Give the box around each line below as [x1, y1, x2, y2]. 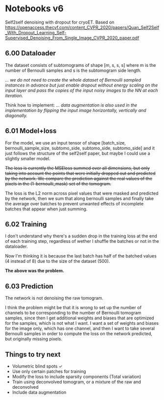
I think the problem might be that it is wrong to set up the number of [5, 305, 142, 311]
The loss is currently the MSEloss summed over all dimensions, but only [5, 165, 150, 171]
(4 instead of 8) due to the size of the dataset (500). [5, 258, 110, 264]
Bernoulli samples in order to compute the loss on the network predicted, [5, 331, 153, 337]
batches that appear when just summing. [5, 206, 88, 212]
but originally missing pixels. [5, 336, 63, 342]
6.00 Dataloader [5, 49, 56, 57]
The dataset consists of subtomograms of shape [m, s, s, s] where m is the [5, 62, 156, 68]
